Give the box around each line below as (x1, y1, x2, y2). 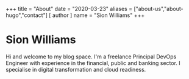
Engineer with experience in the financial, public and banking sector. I (5, 59, 180, 66)
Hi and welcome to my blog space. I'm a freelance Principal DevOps (5, 53, 177, 60)
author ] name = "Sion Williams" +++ (52, 12, 145, 19)
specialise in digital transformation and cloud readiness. (5, 66, 146, 73)
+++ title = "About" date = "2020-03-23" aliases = (5, 5, 132, 12)
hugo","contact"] (5, 12, 48, 19)
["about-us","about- (133, 5, 184, 12)
